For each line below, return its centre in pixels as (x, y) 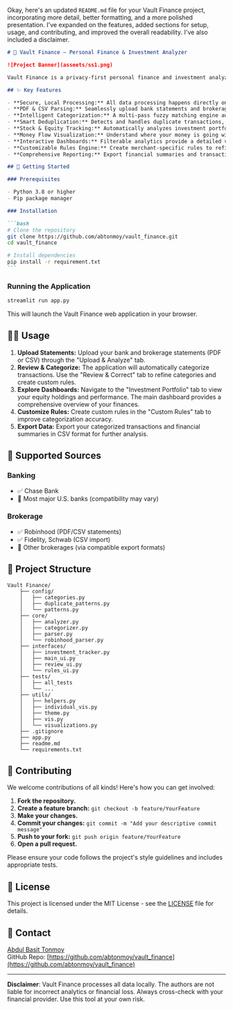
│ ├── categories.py (52, 598)
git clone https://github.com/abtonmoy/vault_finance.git (93, 237)
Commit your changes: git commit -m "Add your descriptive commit (117, 823)
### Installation (32, 211)
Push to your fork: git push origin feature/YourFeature (99, 837)
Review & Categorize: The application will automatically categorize (113, 367)
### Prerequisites (34, 179)
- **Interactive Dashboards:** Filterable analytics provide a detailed (114, 141)
